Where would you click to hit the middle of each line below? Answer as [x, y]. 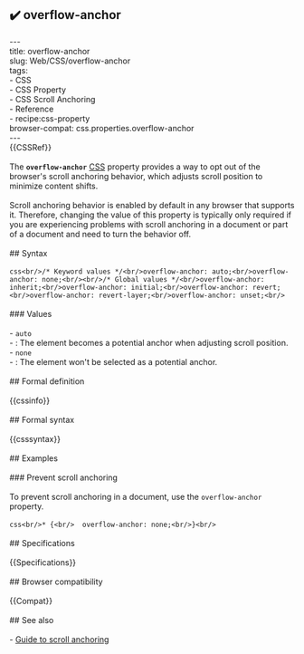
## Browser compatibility [56, 582]
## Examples [34, 458]
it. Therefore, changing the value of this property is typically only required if [151, 215]
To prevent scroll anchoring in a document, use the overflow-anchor [136, 496]
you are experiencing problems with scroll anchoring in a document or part [149, 224]
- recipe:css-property [50, 118]
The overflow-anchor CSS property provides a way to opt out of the [135, 167]
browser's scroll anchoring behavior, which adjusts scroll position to [136, 176]
